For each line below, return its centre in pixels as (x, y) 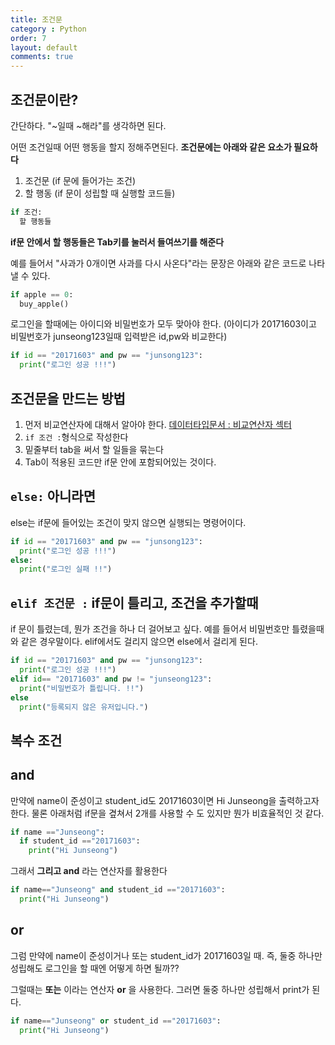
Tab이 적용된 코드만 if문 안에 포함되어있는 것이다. (120, 462)
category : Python (48, 29)
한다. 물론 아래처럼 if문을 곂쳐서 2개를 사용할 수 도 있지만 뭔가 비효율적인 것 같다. (167, 813)
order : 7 (28, 38)
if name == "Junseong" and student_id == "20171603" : (118, 890)
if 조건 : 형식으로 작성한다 (76, 437)
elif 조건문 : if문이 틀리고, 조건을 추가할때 (134, 602)
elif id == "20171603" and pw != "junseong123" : (111, 679)
